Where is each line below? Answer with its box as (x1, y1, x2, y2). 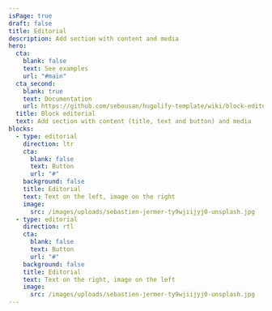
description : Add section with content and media (8, 34, 180, 43)
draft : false (8, 19, 53, 28)
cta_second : (15, 79, 57, 87)
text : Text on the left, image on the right (23, 192, 176, 201)
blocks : (8, 125, 35, 133)
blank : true (23, 87, 63, 96)
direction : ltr (23, 139, 74, 148)
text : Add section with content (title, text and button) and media (15, 117, 252, 126)
